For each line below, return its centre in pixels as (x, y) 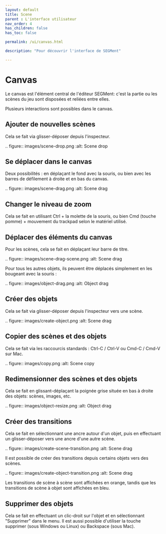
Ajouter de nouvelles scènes (50, 124)
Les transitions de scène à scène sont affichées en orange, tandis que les (81, 483)
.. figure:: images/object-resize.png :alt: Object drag (58, 406)
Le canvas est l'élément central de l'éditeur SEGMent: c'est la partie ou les (81, 94)
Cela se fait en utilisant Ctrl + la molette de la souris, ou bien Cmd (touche (81, 216)
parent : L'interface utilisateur (41, 19)
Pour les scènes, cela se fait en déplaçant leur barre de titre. (67, 249)
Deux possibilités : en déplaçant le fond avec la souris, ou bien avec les (78, 174)
